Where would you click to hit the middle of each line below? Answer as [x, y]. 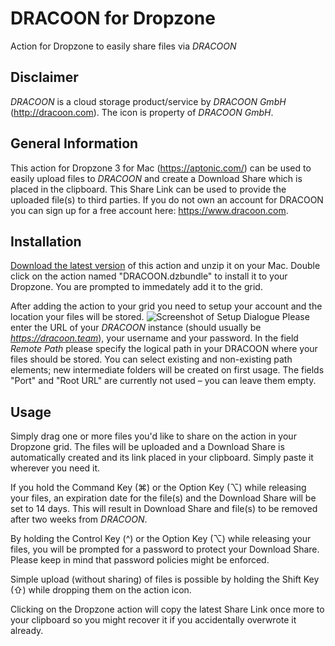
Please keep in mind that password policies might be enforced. [140, 560]
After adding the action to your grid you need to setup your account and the [166, 306]
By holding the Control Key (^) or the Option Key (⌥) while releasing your [161, 539]
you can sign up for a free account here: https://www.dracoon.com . [149, 210]
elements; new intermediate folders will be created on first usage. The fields [167, 370]
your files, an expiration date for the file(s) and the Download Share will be [163, 498]
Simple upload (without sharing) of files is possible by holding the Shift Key [165, 579]
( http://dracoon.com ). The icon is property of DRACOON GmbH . [142, 112]
